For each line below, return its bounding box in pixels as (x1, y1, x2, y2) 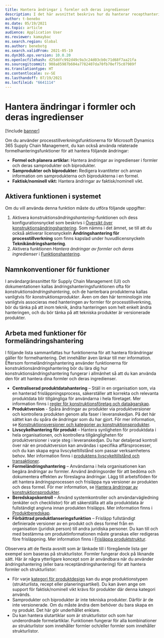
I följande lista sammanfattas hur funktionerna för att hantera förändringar (5, 350, 154, 355)
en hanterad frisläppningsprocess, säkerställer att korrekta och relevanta (12, 391, 159, 396)
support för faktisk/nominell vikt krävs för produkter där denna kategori (12, 587, 156, 592)
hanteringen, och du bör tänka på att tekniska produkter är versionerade (5, 310, 150, 316)
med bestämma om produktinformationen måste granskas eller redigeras (12, 531, 159, 537)
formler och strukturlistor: (5, 566, 57, 572)
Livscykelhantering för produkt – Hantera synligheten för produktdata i (12, 427, 156, 433)
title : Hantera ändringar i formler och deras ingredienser (5, 7, 130, 12)
